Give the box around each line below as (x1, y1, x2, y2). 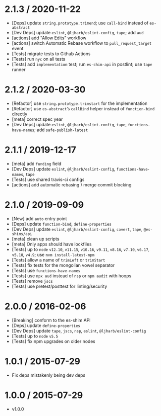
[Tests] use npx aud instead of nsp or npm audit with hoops (11, 272, 132, 279)
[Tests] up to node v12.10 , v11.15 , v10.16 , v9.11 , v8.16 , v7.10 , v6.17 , (11, 246, 150, 252)
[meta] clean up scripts (11, 236, 60, 242)
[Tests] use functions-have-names (11, 267, 81, 273)
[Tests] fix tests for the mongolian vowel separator (11, 262, 115, 268)
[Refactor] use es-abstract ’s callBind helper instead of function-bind (11, 105, 155, 111)
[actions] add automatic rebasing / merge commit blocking (11, 181, 132, 187)
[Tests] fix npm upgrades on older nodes (11, 338, 96, 344)
